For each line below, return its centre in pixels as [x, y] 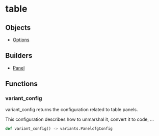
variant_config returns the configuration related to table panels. [72, 109]
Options [21, 40]
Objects [18, 28]
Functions [22, 84]
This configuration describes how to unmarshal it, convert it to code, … [80, 119]
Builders [19, 56]
